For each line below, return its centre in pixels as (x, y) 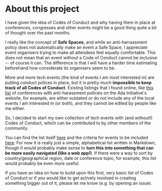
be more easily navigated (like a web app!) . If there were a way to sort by (79, 153)
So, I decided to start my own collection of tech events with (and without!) (79, 118)
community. (17, 128)
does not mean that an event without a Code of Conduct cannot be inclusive (81, 57)
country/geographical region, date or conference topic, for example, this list (81, 158)
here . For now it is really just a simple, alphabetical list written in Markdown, (81, 142)
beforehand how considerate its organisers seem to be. (60, 68)
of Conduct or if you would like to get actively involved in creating (71, 178)
